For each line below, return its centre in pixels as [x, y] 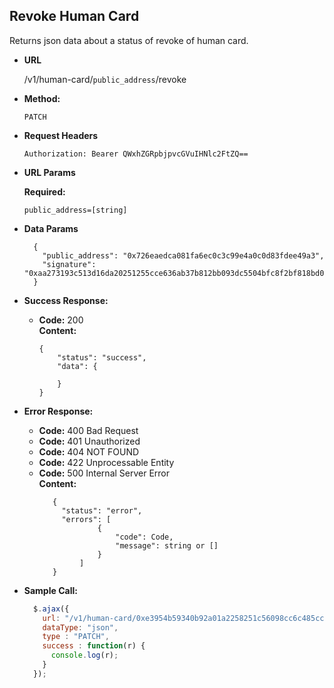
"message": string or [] [167, 545]
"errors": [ [86, 519]
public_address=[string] [75, 210]
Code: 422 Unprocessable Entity [106, 462]
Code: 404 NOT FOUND [89, 451]
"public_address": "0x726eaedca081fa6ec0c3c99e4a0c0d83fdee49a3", [183, 255]
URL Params [49, 172]
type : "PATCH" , [76, 637]
